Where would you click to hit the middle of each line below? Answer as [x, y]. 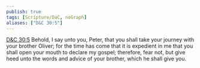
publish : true [24, 12]
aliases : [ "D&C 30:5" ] [34, 23]
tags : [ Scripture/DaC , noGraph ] [46, 17]
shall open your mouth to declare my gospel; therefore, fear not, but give [96, 52]
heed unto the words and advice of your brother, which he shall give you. [96, 59]
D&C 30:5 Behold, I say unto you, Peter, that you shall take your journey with [100, 40]
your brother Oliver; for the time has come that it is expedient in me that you [100, 46]
